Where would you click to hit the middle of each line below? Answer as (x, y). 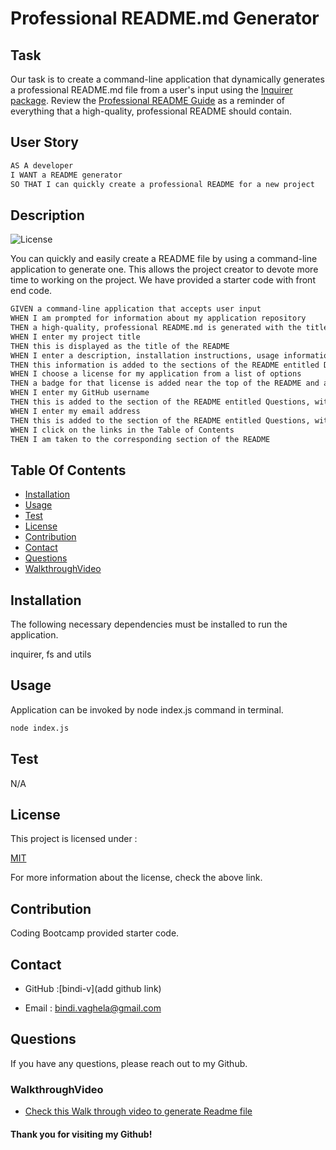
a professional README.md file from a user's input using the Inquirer (151, 90)
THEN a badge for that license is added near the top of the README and (165, 383)
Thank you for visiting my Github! (81, 1134)
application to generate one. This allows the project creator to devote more (164, 269)
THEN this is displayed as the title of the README (120, 346)
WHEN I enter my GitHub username (80, 393)
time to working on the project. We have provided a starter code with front (163, 280)
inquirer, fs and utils (51, 654)
